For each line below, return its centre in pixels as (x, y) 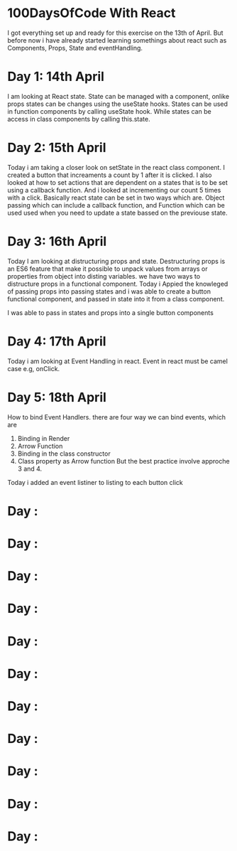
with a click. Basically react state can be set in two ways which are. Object (116, 198)
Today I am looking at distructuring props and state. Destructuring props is (116, 261)
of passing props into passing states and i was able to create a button (109, 291)
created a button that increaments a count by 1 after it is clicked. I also (110, 175)
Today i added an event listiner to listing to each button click (95, 482)
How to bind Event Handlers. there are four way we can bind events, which (116, 417)
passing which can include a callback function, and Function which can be (116, 205)
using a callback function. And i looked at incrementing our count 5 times (114, 190)
